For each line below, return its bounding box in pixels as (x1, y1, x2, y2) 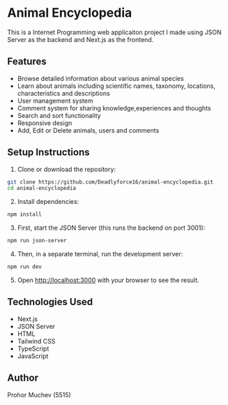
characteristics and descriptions (17, 89, 110, 97)
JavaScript (17, 351, 49, 360)
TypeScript (17, 344, 50, 353)
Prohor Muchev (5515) (7, 390, 71, 399)
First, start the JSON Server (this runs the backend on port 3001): (17, 223, 206, 232)
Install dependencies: (17, 198, 79, 206)
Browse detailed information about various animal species (17, 74, 184, 82)
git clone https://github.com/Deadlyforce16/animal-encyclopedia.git (7, 178, 214, 186)
